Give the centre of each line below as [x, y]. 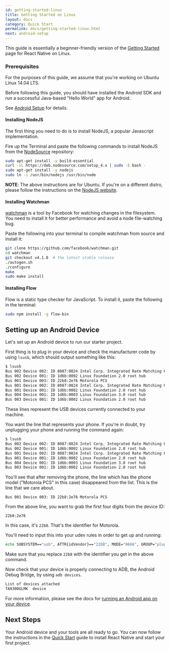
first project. [18, 643]
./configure [18, 267]
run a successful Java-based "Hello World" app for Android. [68, 98]
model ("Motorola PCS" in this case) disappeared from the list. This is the [81, 483]
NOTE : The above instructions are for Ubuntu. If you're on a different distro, [84, 185]
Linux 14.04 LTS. [22, 83]
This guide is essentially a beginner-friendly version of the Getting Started [82, 48]
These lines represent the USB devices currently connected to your [75, 409]
